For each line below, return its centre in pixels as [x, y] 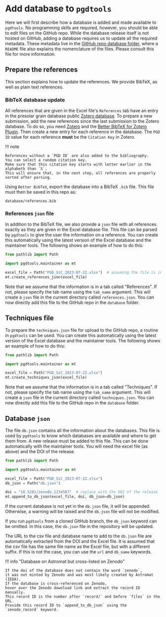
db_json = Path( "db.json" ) [33, 483]
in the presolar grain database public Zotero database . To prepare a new [79, 116]
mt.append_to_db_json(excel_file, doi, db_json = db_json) [65, 497]
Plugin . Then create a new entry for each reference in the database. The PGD [83, 132]
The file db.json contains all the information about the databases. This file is [83, 430]
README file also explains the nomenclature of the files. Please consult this [80, 49]
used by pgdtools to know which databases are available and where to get [81, 436]
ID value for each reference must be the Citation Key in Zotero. [70, 137]
